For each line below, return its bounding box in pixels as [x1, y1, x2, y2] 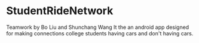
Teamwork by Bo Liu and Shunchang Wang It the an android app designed [6, 24, 189, 31]
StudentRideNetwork [6, 4, 114, 18]
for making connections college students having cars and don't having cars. [6, 29, 194, 37]
